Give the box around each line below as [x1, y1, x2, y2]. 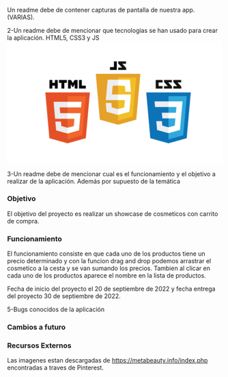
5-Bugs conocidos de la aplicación [7, 305, 104, 314]
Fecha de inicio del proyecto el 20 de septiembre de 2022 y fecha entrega [7, 284, 216, 293]
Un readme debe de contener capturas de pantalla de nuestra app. [7, 6, 195, 14]
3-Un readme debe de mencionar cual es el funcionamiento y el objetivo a [7, 169, 216, 178]
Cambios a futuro [7, 322, 66, 332]
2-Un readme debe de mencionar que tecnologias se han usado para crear [7, 27, 218, 34]
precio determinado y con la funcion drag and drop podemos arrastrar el [7, 257, 212, 265]
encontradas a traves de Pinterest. [7, 363, 104, 372]
